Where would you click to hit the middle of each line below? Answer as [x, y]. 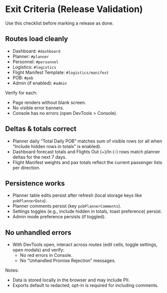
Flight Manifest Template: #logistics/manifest [61, 72]
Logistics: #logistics [34, 67]
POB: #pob [23, 78]
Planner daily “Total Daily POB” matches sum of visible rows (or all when [87, 141]
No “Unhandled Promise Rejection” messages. [68, 261]
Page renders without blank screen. [49, 102]
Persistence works [35, 183]
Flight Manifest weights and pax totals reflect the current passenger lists [87, 162]
